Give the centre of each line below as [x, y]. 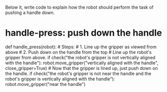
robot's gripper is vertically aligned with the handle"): [60, 79]
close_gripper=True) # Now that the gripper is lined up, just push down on [81, 68]
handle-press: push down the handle [83, 33]
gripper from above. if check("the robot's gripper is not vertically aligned [80, 57]
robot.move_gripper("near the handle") [45, 84]
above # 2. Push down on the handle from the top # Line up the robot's [78, 52]
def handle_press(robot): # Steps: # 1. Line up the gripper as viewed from [81, 47]
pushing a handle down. [30, 13]
